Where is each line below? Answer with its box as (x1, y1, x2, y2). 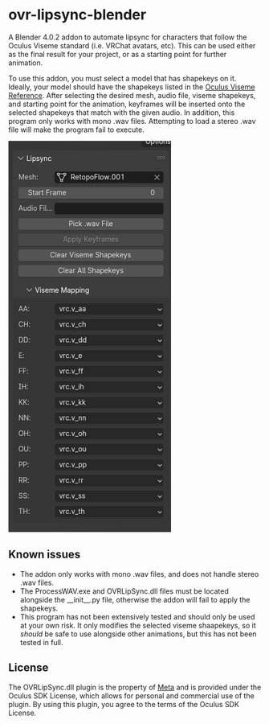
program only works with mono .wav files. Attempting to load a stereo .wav (8, 116, 256, 125)
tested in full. (19, 637, 63, 647)
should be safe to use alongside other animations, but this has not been (19, 629, 257, 639)
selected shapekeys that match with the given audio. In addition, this (8, 107, 235, 117)
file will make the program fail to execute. (8, 125, 145, 134)
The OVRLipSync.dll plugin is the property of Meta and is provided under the (8, 682, 262, 692)
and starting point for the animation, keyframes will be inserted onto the (8, 99, 246, 109)
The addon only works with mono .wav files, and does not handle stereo (19, 569, 259, 578)
